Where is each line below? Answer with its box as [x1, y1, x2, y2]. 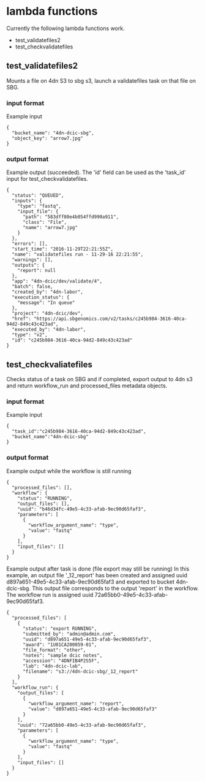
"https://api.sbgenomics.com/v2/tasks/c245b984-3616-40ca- [33, 316, 188, 322]
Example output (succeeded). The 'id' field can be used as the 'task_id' [6, 169, 186, 176]
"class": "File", [22, 219, 67, 226]
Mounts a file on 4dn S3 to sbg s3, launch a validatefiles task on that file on [6, 77, 196, 84]
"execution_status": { [12, 294, 70, 301]
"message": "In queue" [17, 300, 75, 306]
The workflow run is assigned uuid [6, 591, 94, 598]
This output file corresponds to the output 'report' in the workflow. [31, 584, 199, 592]
